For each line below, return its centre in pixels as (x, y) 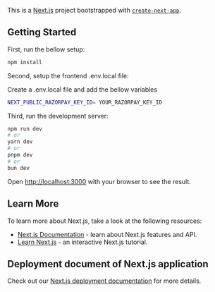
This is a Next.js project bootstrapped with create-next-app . (94, 10)
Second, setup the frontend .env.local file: (68, 75)
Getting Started (42, 32)
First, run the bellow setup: (46, 49)
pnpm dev (20, 155)
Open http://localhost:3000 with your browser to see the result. (99, 181)
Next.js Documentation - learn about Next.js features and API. (107, 234)
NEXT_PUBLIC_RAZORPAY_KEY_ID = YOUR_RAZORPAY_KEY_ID (85, 102)
